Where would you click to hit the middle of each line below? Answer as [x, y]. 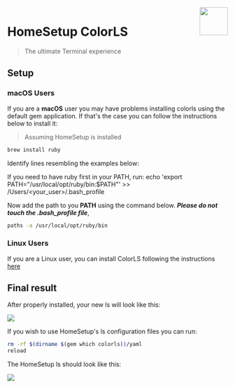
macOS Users [31, 93]
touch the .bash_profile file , [48, 212]
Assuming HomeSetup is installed [73, 137]
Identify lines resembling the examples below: [73, 163]
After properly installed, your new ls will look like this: [84, 305]
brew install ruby [34, 150]
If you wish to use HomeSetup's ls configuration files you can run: [102, 331]
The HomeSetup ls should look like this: [64, 364]
